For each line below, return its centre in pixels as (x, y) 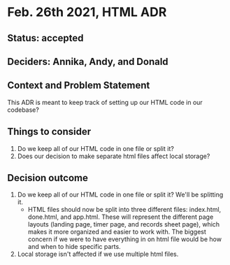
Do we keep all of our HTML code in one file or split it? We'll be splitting (120, 195)
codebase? (23, 110)
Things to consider (49, 132)
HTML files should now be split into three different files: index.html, (124, 210)
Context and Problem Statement (79, 86)
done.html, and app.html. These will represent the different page (121, 217)
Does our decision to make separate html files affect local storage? (114, 156)
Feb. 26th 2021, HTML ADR (87, 12)
